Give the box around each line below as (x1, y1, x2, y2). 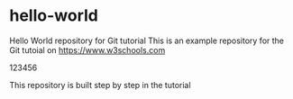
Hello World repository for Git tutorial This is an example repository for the (9, 35, 285, 46)
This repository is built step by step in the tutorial (9, 79, 191, 90)
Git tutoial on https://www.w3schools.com (9, 44, 166, 55)
